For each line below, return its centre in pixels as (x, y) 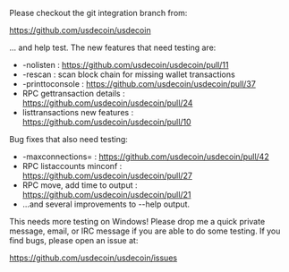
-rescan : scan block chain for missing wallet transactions (128, 74)
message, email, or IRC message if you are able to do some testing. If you (145, 231)
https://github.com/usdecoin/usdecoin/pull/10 (106, 122)
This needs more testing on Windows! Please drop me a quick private (137, 221)
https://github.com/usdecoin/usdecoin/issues (93, 258)
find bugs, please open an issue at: (74, 240)
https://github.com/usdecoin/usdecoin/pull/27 (107, 175)
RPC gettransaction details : (73, 93)
